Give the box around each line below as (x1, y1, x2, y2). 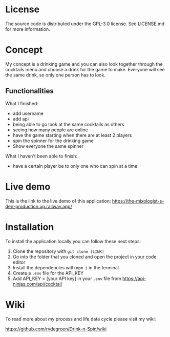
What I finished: (5, 100, 38, 106)
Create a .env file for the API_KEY (12, 270, 84, 276)
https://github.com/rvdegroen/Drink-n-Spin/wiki (5, 326, 107, 332)
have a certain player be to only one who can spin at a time (12, 163, 138, 169)
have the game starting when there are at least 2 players (12, 132, 132, 138)
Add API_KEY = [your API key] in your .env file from (12, 275, 121, 282)
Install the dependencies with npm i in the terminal (12, 264, 119, 270)
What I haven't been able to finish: (5, 153, 78, 159)
